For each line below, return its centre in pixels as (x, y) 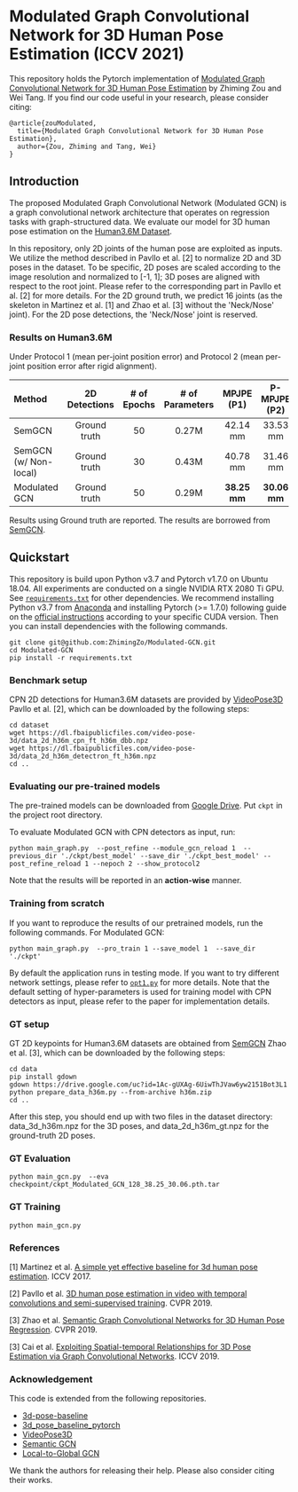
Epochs (139, 405)
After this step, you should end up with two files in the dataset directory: (141, 1117)
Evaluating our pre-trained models (85, 786)
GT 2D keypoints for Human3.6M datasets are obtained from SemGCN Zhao (148, 1044)
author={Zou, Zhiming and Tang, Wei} (87, 146)
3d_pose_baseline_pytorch (71, 1425)
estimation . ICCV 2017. (50, 1276)
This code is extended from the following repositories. (108, 1399)
